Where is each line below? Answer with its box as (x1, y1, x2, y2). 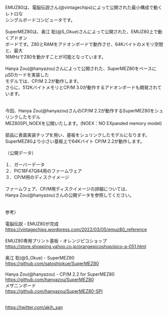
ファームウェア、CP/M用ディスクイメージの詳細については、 (5, 186, 130, 192)
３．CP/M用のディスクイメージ (5, 174, 69, 180)
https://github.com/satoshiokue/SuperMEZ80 (5, 261, 99, 266)
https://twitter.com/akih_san (5, 304, 63, 310)
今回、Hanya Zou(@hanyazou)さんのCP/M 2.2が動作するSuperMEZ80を (5, 108, 154, 113)
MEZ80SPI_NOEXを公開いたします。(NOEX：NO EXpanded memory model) (5, 120, 162, 126)
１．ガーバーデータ (5, 162, 45, 167)
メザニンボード (5, 283, 36, 288)
